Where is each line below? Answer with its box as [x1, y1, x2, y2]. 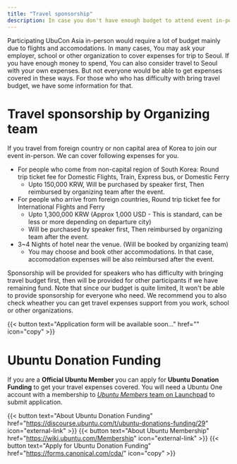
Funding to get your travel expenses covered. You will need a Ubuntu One [7, 383, 223, 391]
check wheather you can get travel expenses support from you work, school [7, 299, 229, 307]
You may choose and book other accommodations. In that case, [28, 248, 214, 256]
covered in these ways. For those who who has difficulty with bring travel [7, 73, 220, 82]
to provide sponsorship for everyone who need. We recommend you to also [7, 291, 227, 300]
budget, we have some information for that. [7, 81, 133, 90]
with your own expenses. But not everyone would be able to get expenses [7, 66, 222, 75]
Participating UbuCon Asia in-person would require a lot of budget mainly [7, 36, 221, 44]
